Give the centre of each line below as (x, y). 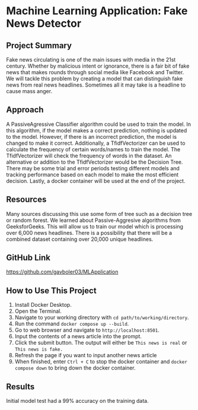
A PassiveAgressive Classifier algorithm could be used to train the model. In (99, 124)
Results (20, 387)
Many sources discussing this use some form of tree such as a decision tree (99, 214)
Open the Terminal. (38, 311)
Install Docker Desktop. (43, 305)
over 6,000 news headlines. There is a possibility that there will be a (89, 233)
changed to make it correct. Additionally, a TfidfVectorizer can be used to (96, 143)
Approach (25, 110)
